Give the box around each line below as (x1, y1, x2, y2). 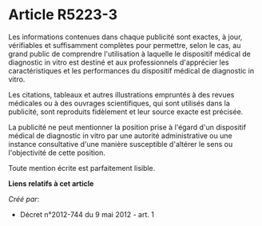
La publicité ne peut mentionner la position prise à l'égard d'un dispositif (8, 122, 246, 132)
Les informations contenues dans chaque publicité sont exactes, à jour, (8, 32, 243, 42)
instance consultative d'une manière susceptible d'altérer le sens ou (8, 139, 233, 149)
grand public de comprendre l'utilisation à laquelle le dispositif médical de (8, 49, 252, 58)
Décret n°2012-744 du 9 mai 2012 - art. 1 (19, 209, 154, 219)
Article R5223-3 (8, 6, 118, 24)
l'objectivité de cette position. (8, 148, 106, 157)
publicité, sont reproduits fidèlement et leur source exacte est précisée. (8, 106, 244, 117)
